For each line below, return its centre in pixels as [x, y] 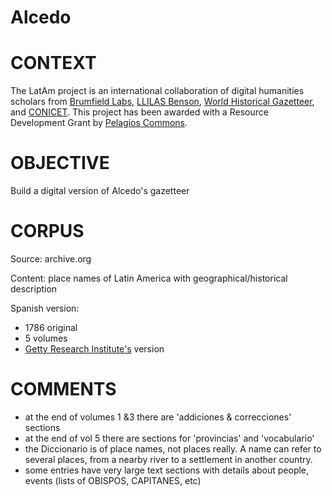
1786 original [51, 327]
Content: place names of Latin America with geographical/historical [149, 278]
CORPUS [47, 231]
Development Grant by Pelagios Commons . [99, 123]
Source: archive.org [51, 259]
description [34, 289]
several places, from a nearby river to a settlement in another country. [168, 459]
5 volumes [46, 338]
